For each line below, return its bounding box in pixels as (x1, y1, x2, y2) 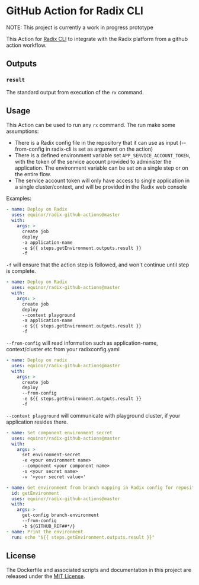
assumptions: (6, 128, 39, 135)
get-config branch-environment (21, 512, 99, 519)
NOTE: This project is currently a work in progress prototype (6, 24, 154, 31)
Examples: (6, 195, 31, 202)
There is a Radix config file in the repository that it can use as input (14, 139, 179, 147)
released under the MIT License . (6, 573, 85, 580)
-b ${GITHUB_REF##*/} (21, 523, 76, 529)
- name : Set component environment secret (6, 430, 113, 435)
